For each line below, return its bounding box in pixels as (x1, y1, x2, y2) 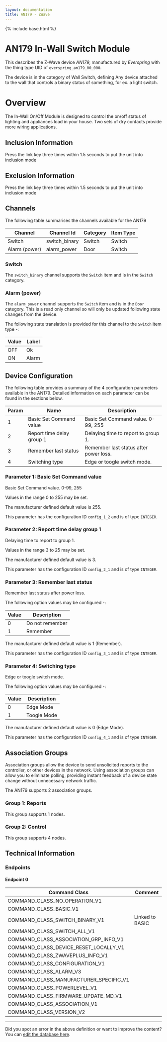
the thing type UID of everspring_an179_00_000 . (5, 65, 102, 71)
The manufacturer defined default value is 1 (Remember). (5, 641, 123, 647)
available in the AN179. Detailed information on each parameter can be (5, 390, 150, 396)
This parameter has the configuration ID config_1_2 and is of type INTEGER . (5, 513, 158, 520)
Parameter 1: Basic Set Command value (5, 474, 102, 480)
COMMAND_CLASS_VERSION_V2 (7, 1009, 85, 1016)
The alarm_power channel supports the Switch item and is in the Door (5, 301, 145, 307)
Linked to (134, 914, 156, 921)
